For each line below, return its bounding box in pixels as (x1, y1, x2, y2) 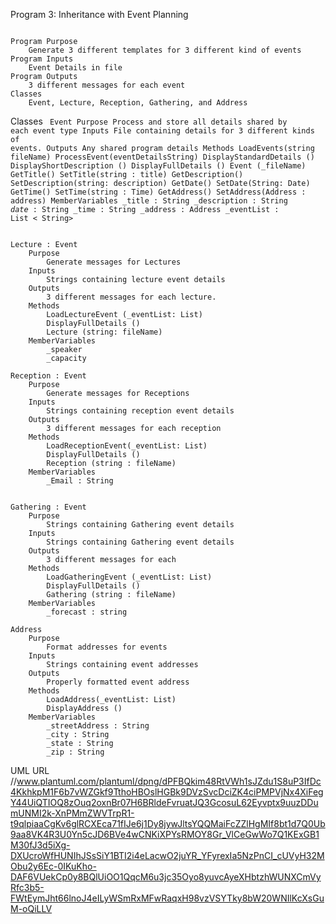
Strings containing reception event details (46, 406, 235, 416)
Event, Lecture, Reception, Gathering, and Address (28, 98, 248, 108)
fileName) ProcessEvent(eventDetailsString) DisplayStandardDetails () (10, 152, 315, 162)
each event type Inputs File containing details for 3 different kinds (10, 126, 315, 136)
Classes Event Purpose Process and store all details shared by (10, 115, 288, 127)
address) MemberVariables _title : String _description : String (10, 196, 288, 206)
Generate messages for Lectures (46, 257, 182, 267)
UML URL (10, 765, 50, 776)
